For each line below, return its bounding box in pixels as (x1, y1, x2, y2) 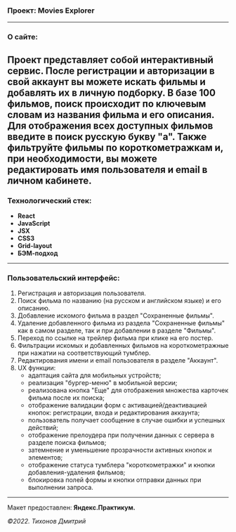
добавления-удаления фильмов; (27, 468, 126, 476)
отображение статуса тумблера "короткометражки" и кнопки (27, 461, 216, 469)
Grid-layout (17, 241, 53, 249)
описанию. (17, 304, 51, 313)
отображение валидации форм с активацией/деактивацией (27, 401, 207, 410)
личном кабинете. (7, 174, 92, 186)
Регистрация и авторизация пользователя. (17, 289, 146, 297)
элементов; (27, 453, 63, 462)
